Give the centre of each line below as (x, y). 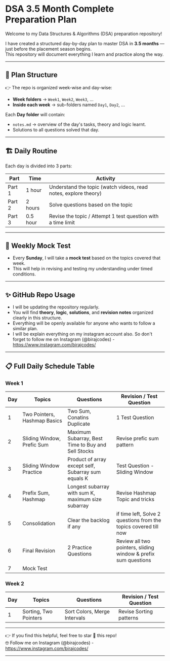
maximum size (85, 499)
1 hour (34, 190)
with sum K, (81, 493)
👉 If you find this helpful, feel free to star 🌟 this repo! (61, 636)
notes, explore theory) (75, 193)
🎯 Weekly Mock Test (38, 246)
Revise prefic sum (138, 438)
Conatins (78, 418)
